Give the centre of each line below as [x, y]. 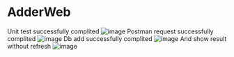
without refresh [29, 46]
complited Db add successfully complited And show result [117, 38]
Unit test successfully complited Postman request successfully [110, 31]
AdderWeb [39, 12]
